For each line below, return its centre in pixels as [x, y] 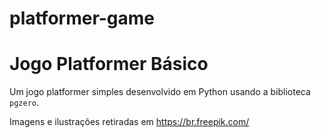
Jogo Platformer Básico [109, 64]
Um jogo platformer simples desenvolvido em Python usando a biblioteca [160, 92]
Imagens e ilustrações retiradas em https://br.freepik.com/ [129, 122]
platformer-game [82, 18]
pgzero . [24, 103]
